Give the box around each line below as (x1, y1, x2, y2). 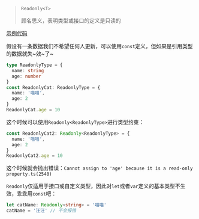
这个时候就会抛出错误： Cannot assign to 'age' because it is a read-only (6, 164, 193, 171)
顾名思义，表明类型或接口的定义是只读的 (20, 17, 121, 24)
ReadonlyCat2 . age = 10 (6, 153, 63, 159)
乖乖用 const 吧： (16, 190, 57, 197)
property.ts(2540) (6, 171, 52, 177)
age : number (11, 73, 42, 79)
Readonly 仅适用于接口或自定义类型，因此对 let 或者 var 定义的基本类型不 (6, 182, 181, 190)
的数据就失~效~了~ (6, 50, 54, 57)
